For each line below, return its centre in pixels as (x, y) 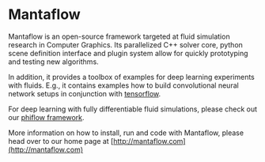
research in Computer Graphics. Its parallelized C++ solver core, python (126, 44)
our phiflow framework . (46, 117)
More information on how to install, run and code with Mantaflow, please (126, 133)
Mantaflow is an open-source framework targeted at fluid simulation (119, 36)
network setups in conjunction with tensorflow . (85, 93)
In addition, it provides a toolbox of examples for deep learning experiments (131, 77)
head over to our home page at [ (61, 141)
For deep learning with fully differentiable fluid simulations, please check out (133, 109)
